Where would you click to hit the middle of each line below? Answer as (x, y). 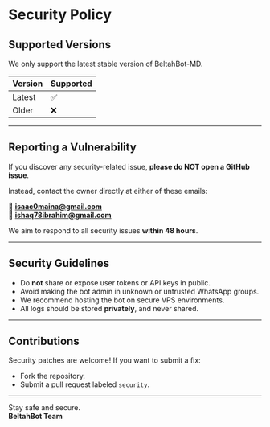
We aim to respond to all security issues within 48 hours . (103, 230)
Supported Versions (59, 45)
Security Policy (60, 15)
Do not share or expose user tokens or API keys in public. (115, 282)
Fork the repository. (53, 376)
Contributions (44, 341)
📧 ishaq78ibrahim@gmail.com (60, 215)
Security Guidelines (59, 263)
